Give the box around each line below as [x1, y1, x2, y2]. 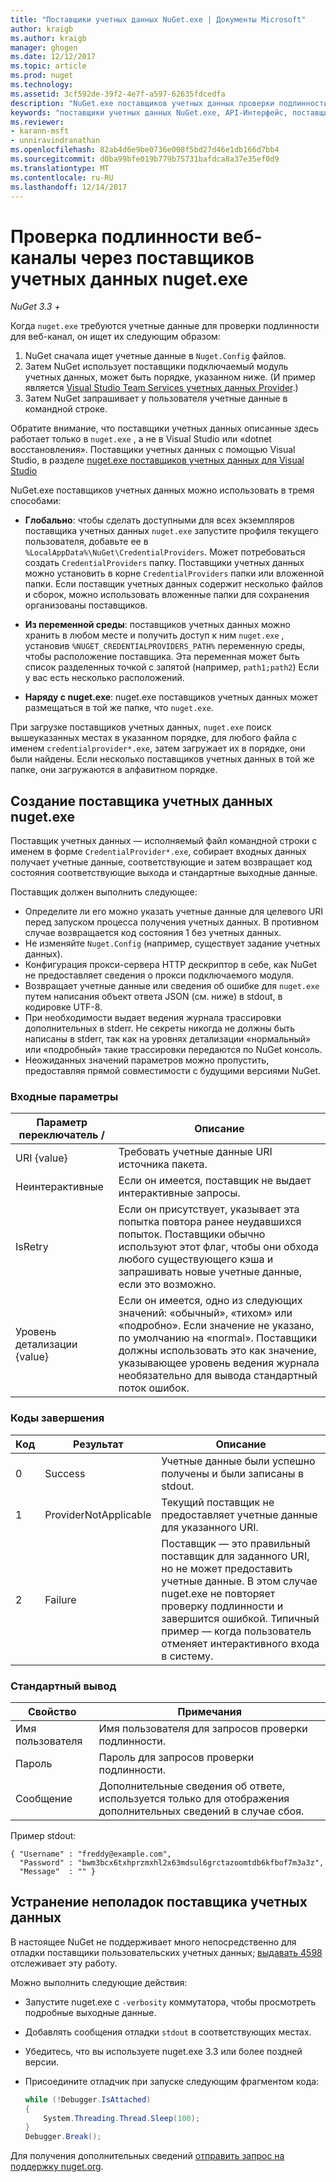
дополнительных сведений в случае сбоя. [98, 1804, 305, 1818]
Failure [44, 1592, 77, 1606]
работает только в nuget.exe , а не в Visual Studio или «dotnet [10, 433, 272, 445]
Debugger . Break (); [24, 2132, 102, 2142]
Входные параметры [10, 1090, 119, 1104]
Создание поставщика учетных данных [10, 792, 273, 810]
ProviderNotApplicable [44, 1507, 152, 1521]
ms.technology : [10, 80, 74, 90]
